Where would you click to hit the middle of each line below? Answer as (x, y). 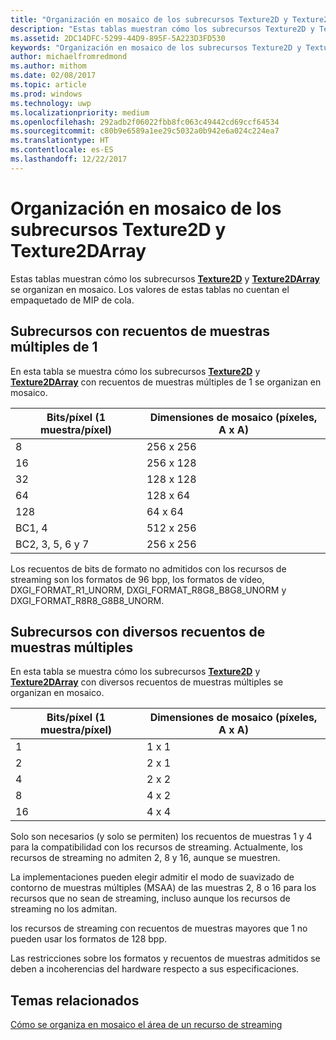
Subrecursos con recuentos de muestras (140, 331)
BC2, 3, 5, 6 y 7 (52, 544)
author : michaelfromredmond (69, 57)
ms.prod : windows (46, 94)
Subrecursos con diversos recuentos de (138, 631)
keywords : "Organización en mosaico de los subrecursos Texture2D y (156, 47)
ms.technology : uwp (51, 103)
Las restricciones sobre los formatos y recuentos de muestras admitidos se (165, 958)
